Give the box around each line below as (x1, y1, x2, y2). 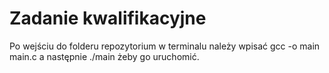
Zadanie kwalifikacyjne (9, 7, 207, 30)
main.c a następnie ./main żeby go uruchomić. (9, 50, 200, 62)
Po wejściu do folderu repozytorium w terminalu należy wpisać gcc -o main (9, 40, 321, 52)
